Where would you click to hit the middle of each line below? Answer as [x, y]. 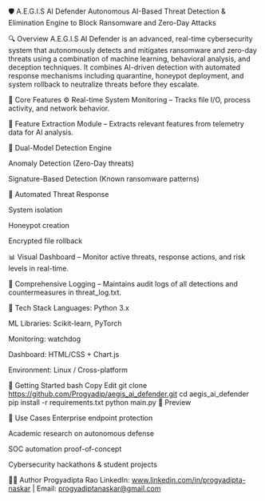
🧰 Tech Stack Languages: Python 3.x [69, 308]
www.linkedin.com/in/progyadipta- [188, 480]
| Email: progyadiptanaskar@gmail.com [97, 488]
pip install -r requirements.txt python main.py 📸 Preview [100, 402]
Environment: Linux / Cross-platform [68, 370]
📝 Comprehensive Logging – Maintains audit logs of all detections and [123, 284]
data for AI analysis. [41, 132]
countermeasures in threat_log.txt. [65, 292]
